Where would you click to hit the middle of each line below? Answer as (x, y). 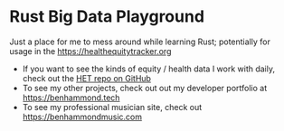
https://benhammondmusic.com (82, 117)
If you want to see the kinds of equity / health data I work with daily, (149, 69)
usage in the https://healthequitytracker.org (90, 51)
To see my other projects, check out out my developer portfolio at (145, 88)
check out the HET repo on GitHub (87, 78)
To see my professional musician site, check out (112, 107)
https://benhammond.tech (71, 98)
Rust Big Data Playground (107, 17)
